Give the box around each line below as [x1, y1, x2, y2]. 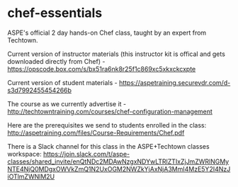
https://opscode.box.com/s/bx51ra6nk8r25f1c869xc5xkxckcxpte [7, 64, 196, 73]
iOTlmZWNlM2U [7, 172, 55, 181]
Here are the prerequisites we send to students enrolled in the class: [7, 120, 207, 129]
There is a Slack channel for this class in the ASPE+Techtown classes [7, 142, 210, 150]
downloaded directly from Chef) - [7, 57, 106, 65]
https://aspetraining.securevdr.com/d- [119, 78, 231, 86]
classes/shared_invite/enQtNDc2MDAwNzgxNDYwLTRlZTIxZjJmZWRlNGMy [7, 157, 229, 166]
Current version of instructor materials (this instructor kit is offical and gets [7, 50, 225, 58]
